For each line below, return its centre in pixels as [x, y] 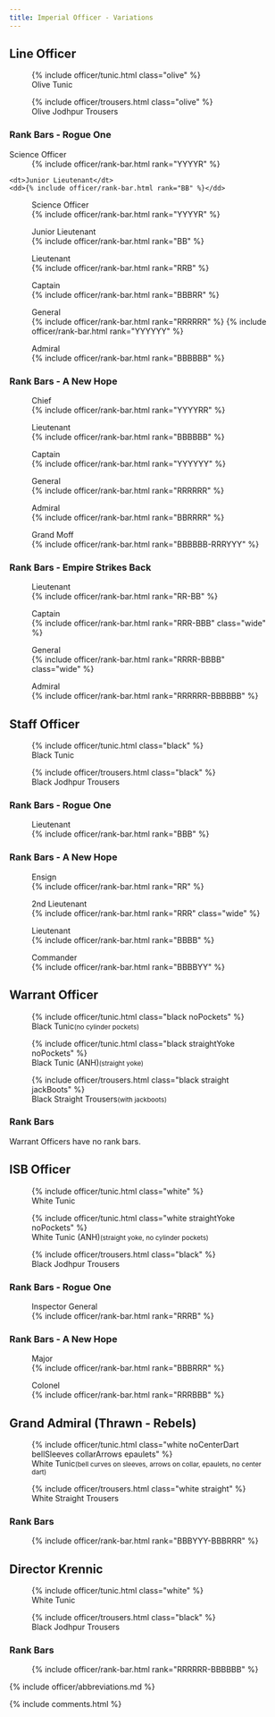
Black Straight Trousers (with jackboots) [99, 1099]
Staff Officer [45, 724]
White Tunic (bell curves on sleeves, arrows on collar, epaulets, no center [146, 1464]
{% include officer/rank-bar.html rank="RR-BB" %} [125, 597]
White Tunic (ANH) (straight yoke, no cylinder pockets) [120, 1237]
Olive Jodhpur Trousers [75, 112]
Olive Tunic [52, 85]
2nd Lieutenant [59, 904]
